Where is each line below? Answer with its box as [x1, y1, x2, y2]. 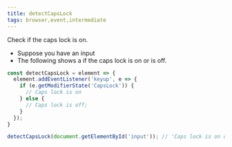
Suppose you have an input [17, 49, 95, 57]
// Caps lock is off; [25, 101, 88, 108]
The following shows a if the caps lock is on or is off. [17, 56, 167, 64]
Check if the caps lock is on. [7, 35, 88, 43]
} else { [19, 95, 45, 102]
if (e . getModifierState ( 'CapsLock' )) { [19, 82, 135, 90]
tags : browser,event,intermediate [7, 17, 107, 23]
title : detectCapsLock [7, 10, 72, 17]
